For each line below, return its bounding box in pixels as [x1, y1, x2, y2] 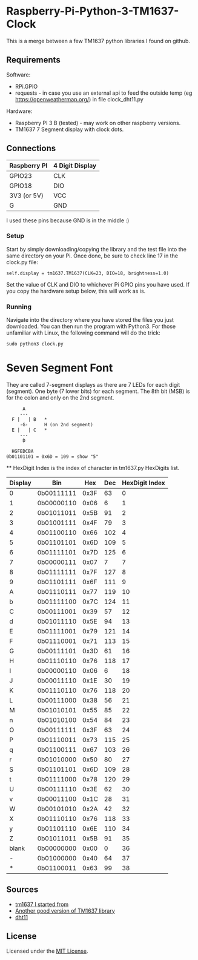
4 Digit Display [53, 161, 97, 169]
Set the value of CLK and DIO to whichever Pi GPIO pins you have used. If [6, 281, 190, 288]
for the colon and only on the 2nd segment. [6, 394, 114, 401]
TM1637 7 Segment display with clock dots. [15, 126, 124, 133]
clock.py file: [6, 258, 38, 265]
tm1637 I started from [15, 900, 69, 908]
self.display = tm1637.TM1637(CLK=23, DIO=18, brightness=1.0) [6, 270, 170, 276]
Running [6, 302, 32, 311]
